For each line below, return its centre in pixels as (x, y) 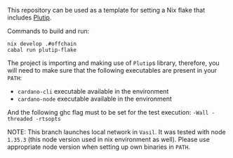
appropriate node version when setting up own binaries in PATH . (99, 147)
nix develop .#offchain (42, 44)
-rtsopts (48, 119)
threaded (20, 119)
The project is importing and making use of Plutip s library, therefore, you (113, 63)
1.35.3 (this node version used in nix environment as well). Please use (109, 139)
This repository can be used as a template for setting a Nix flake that (106, 10)
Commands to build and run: (48, 31)
